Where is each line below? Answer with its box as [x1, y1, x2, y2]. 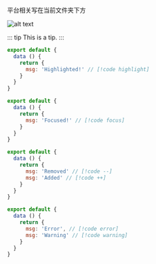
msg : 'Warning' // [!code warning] [25, 232, 128, 238]
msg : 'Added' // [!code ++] [25, 174, 107, 181]
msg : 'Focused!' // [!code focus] [25, 117, 126, 124]
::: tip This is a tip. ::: [7, 33, 64, 41]
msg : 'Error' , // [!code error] [25, 225, 119, 232]
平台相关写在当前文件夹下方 [7, 6, 86, 14]
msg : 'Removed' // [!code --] [25, 168, 113, 175]
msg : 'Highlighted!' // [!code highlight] [25, 66, 150, 73]
